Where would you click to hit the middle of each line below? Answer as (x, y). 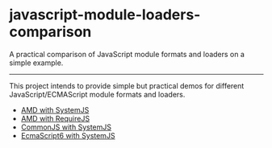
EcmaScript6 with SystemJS (68, 135)
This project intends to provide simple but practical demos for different (127, 85)
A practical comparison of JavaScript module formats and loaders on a (127, 54)
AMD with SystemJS (55, 109)
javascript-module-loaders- (105, 15)
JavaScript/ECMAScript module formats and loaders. (97, 94)
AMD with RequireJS (55, 118)
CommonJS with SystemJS (66, 127)
